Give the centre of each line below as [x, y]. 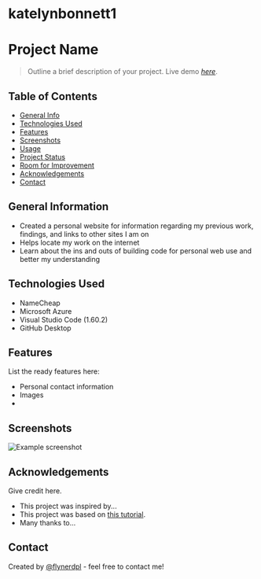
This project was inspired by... [68, 506]
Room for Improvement [57, 165]
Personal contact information [66, 387]
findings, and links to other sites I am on [84, 234]
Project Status [42, 157]
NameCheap [40, 303]
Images [31, 395]
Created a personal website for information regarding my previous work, [136, 226]
